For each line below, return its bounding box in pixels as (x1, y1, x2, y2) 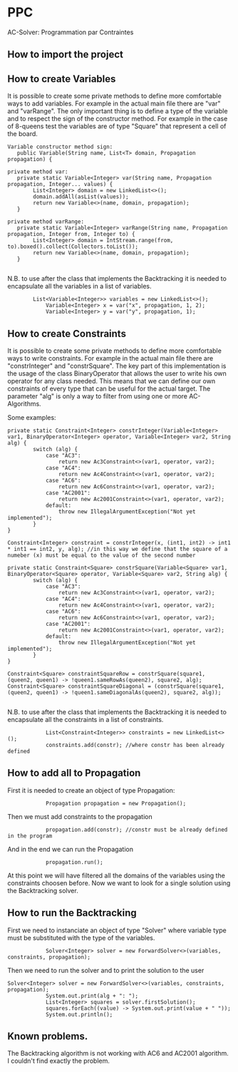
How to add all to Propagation (7, 767, 141, 779)
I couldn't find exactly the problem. (7, 1056, 110, 1066)
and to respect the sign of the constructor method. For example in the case (7, 115, 228, 123)
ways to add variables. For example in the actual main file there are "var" (7, 99, 221, 108)
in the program (7, 832, 53, 840)
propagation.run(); (45, 858, 103, 866)
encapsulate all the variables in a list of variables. (7, 282, 152, 291)
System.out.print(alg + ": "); (45, 992, 139, 999)
